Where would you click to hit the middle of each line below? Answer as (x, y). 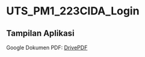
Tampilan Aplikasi (40, 33)
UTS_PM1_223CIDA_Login (73, 11)
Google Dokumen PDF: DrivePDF (47, 47)
